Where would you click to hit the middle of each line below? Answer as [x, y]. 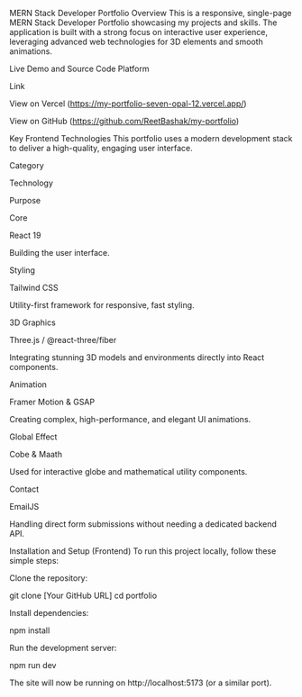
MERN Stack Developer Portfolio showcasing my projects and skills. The [143, 23]
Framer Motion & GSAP [52, 402]
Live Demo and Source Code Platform [79, 68]
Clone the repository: [49, 578]
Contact [24, 489]
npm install [30, 630]
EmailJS [24, 507]
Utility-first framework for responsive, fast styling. [102, 305]
